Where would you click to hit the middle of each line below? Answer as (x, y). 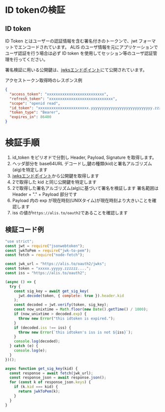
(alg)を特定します (30, 170)
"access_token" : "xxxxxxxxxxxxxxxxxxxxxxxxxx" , (59, 94)
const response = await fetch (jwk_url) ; (51, 373)
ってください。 (33, 59)
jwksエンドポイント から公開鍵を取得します (55, 176)
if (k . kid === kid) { (36, 387)
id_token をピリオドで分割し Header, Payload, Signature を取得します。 (84, 157)
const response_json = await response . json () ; (58, 378)
